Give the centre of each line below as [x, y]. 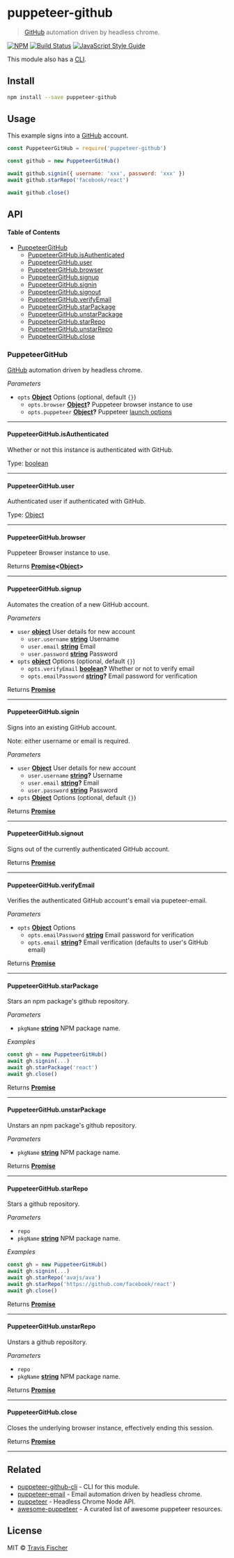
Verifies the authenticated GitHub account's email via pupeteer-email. [107, 900]
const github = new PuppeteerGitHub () [63, 161]
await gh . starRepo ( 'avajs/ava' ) [54, 1278]
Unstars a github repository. [47, 1342]
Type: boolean [28, 463]
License [25, 1531]
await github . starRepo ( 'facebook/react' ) [68, 180]
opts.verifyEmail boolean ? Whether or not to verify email [111, 668]
